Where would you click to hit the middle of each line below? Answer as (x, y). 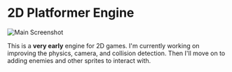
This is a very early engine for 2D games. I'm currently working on (103, 45)
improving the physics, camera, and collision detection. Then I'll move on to (116, 53)
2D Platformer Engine (71, 13)
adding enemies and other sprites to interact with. (79, 60)
